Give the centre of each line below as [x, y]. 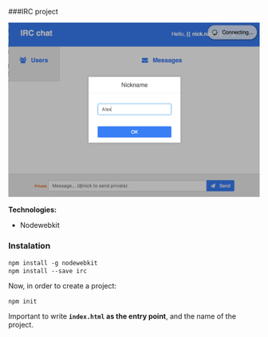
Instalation [30, 245]
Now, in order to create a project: [63, 286]
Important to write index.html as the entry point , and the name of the [122, 316]
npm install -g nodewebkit [53, 263]
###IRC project [33, 12]
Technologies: [33, 210]
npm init [23, 302]
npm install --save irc [48, 271]
